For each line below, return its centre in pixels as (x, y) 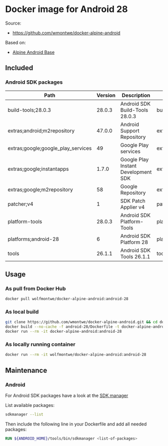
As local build (22, 312)
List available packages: (30, 405)
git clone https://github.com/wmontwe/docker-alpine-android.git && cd (81, 322)
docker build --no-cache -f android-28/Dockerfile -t (62, 327)
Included (19, 68)
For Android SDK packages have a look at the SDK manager (67, 395)
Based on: (15, 42)
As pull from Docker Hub (35, 288)
